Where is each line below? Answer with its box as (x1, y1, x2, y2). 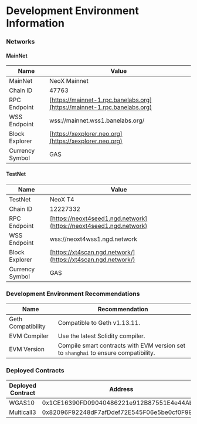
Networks (6, 38, 35, 46)
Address (109, 385, 134, 393)
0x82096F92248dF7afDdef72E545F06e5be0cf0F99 (42, 408, 192, 416)
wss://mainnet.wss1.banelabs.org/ (49, 116, 145, 124)
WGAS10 (9, 399, 35, 407)
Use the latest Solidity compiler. (57, 332, 145, 340)
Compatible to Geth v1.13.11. (57, 318, 141, 327)
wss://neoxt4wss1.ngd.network (49, 235, 138, 243)
